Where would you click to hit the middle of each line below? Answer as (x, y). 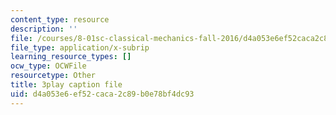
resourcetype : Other (53, 76)
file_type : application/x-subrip (80, 47)
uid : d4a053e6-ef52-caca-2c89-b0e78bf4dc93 (102, 94)
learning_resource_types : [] (71, 57)
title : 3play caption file (66, 85)
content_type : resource (60, 19)
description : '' (44, 29)
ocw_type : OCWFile (48, 66)
